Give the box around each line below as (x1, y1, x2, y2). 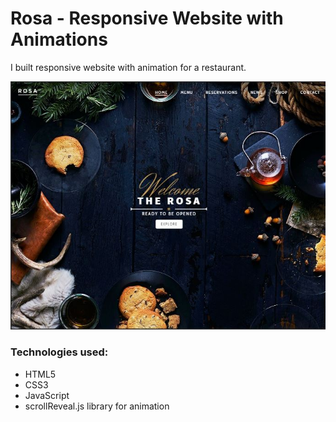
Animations (10, 28, 108, 51)
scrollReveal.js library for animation (24, 400, 170, 412)
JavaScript (24, 389, 70, 401)
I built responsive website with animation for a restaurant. (10, 61, 247, 73)
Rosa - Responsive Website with (10, 7, 284, 30)
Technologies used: (10, 345, 109, 359)
